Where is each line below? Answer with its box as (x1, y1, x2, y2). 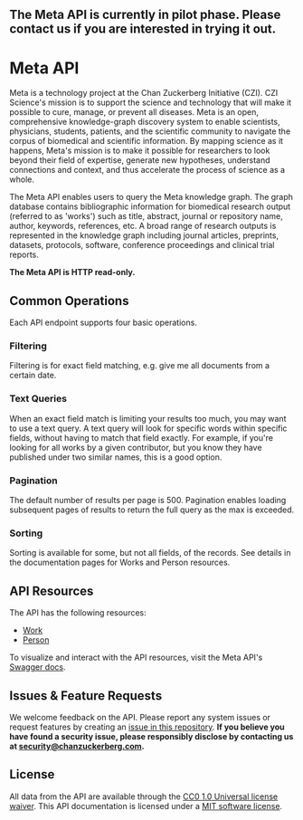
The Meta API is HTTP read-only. (9, 267, 136, 278)
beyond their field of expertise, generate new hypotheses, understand (9, 155, 270, 166)
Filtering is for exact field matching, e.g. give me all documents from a (9, 360, 270, 371)
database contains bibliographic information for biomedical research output (9, 201, 291, 212)
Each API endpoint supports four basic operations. (9, 317, 197, 329)
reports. (9, 249, 39, 261)
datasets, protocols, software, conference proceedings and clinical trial (9, 240, 275, 251)
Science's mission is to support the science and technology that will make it (9, 97, 292, 108)
